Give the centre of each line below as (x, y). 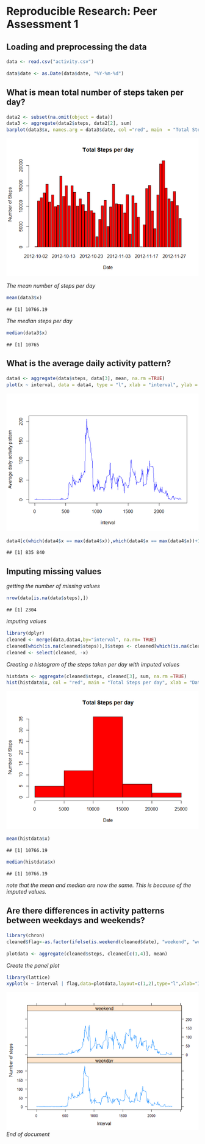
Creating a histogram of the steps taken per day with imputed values (93, 664)
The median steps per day (39, 321)
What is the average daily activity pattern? (89, 363)
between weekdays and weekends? (76, 920)
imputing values (27, 621)
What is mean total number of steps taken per (95, 93)
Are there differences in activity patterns (85, 911)
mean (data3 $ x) (24, 298)
